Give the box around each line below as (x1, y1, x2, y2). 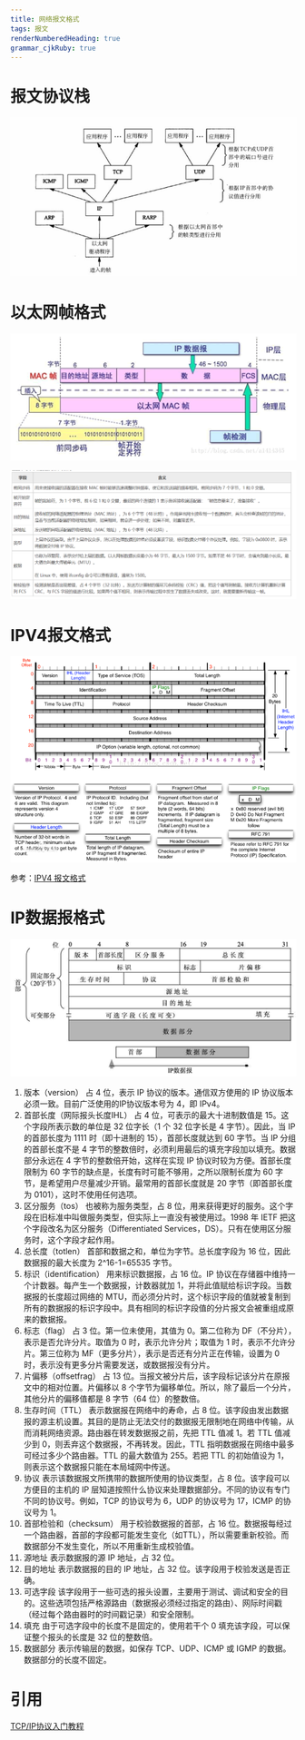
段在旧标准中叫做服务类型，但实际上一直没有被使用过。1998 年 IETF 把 (23, 1212, 289, 1223)
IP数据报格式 (10, 908, 105, 928)
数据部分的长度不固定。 (23, 1654, 112, 1665)
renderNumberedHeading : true (10, 34, 121, 43)
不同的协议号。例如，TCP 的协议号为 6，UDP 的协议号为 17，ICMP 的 (23, 1495, 284, 1506)
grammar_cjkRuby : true (10, 44, 96, 53)
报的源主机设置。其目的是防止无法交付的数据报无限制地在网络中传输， (23, 1416, 287, 1427)
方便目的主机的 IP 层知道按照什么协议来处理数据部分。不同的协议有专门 (23, 1484, 290, 1495)
